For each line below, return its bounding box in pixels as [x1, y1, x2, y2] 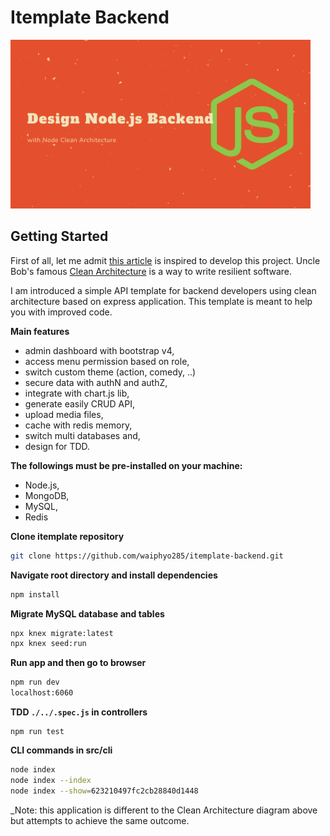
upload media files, [24, 408, 104, 420]
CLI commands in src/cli [10, 744, 113, 756]
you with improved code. [10, 306, 113, 318]
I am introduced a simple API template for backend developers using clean [10, 284, 317, 296]
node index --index [10, 775, 92, 785]
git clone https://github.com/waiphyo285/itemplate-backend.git [10, 551, 284, 561]
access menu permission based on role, [24, 355, 190, 367]
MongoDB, [24, 489, 70, 501]
